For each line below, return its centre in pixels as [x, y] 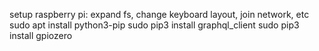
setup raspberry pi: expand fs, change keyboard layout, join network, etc [159, 14]
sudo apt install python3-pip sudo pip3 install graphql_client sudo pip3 [154, 25]
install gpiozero [41, 35]
